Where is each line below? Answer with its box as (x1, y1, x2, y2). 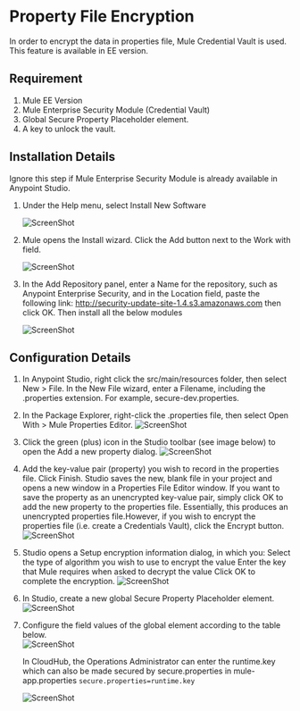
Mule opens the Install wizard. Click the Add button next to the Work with (21, 234, 291, 245)
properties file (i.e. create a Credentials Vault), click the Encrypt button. (21, 521, 285, 531)
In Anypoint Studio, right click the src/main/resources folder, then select (21, 373, 287, 385)
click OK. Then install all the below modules (21, 306, 183, 318)
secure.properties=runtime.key (79, 677, 196, 686)
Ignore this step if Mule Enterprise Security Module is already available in (9, 172, 279, 184)
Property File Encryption (9, 6, 195, 27)
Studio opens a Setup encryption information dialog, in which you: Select (21, 548, 291, 558)
